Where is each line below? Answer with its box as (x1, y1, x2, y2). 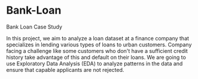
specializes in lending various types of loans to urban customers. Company (6, 41, 192, 48)
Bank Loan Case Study (6, 23, 63, 30)
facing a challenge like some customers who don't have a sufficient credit (6, 47, 188, 54)
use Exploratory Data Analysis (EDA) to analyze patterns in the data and (6, 60, 183, 67)
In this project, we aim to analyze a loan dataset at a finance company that (6, 34, 190, 42)
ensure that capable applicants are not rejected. (6, 66, 124, 73)
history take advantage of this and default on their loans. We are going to (6, 53, 187, 61)
